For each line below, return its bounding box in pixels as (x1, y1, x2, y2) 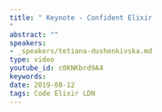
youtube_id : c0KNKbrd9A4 (9, 64, 104, 73)
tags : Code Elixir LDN (9, 89, 96, 98)
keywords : (9, 72, 47, 81)
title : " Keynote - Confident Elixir (9, 13, 153, 23)
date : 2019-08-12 (9, 80, 76, 89)
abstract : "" (9, 30, 59, 39)
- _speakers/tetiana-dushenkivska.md (9, 47, 153, 56)
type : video (9, 55, 55, 64)
